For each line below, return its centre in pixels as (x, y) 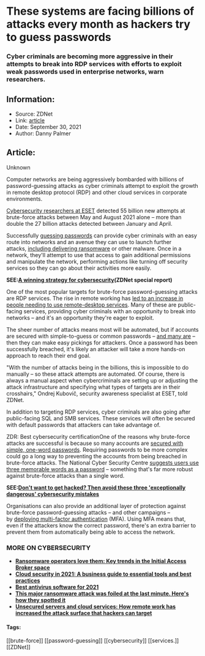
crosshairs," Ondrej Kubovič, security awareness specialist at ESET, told (97, 393)
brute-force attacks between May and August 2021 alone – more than (94, 217)
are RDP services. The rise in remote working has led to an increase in (95, 298)
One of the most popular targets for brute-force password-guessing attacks (102, 291)
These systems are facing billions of (100, 11)
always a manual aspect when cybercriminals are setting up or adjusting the (102, 380)
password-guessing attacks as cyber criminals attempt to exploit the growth (102, 185)
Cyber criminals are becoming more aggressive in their (90, 56)
